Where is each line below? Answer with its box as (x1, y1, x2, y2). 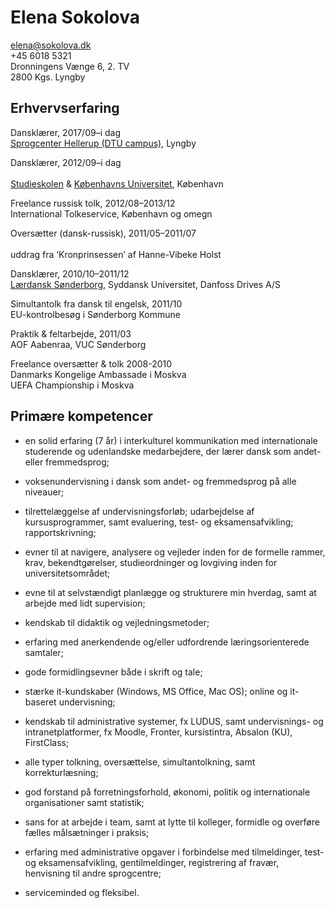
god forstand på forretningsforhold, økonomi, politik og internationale (24, 786, 311, 798)
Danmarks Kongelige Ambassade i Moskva (10, 368, 187, 380)
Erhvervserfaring (10, 100, 120, 117)
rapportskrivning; (24, 526, 97, 538)
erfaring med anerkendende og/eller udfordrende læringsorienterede (24, 636, 310, 648)
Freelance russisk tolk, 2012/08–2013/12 (10, 197, 176, 209)
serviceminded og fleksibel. (24, 886, 140, 898)
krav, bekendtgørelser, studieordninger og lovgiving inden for (24, 556, 278, 568)
